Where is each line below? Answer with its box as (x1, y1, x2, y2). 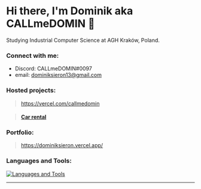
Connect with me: (6, 51, 59, 60)
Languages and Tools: (6, 157, 72, 165)
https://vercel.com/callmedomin (20, 100, 100, 107)
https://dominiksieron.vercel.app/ (20, 142, 103, 149)
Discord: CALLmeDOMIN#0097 (14, 65, 93, 72)
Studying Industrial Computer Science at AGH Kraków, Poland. (6, 36, 160, 44)
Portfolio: (6, 128, 34, 137)
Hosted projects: (6, 86, 56, 95)
